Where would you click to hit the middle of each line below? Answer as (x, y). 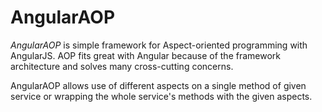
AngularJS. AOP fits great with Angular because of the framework (146, 55)
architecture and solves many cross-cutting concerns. (122, 66)
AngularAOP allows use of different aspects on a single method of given (158, 85)
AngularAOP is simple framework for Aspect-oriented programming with (159, 45)
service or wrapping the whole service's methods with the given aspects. (161, 96)
